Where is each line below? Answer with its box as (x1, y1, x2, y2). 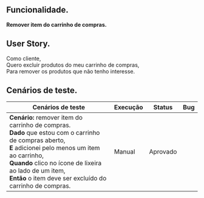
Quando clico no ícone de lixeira (9, 159, 102, 168)
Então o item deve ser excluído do (9, 174, 107, 183)
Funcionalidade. (6, 5, 69, 15)
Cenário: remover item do (9, 114, 83, 122)
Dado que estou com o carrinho (9, 129, 100, 137)
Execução (114, 103, 144, 112)
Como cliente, (6, 55, 41, 62)
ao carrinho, (9, 151, 44, 160)
